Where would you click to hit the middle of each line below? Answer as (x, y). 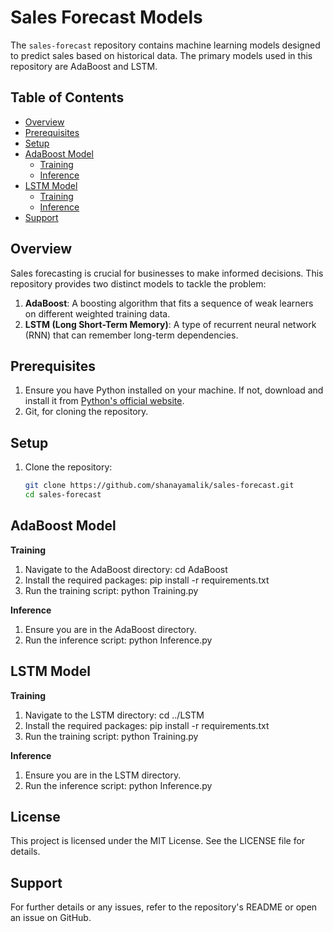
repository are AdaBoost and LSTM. (84, 66)
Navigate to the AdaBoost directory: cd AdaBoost (126, 569)
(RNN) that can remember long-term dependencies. (131, 335)
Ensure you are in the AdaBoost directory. (110, 629)
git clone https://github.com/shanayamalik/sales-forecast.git (159, 486)
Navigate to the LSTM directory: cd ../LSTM (114, 715)
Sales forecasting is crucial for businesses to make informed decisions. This (167, 273)
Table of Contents (67, 97)
